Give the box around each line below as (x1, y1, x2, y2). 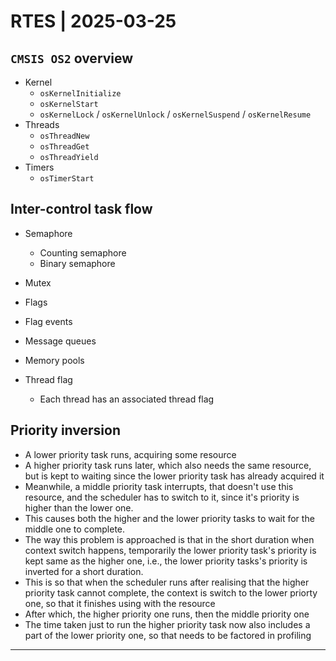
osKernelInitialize (39, 89, 122, 99)
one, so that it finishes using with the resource (24, 597, 216, 609)
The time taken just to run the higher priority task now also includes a (24, 618, 311, 630)
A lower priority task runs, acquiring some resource (24, 448, 237, 460)
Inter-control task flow (10, 201, 153, 218)
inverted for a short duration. (24, 565, 144, 577)
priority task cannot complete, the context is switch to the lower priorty (24, 586, 318, 599)
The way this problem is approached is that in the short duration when (24, 533, 315, 545)
